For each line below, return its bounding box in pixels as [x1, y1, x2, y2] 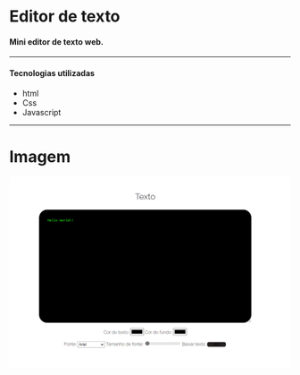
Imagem [9, 146, 71, 166]
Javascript [21, 107, 62, 117]
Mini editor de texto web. [9, 36, 104, 47]
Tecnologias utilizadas [9, 67, 96, 78]
